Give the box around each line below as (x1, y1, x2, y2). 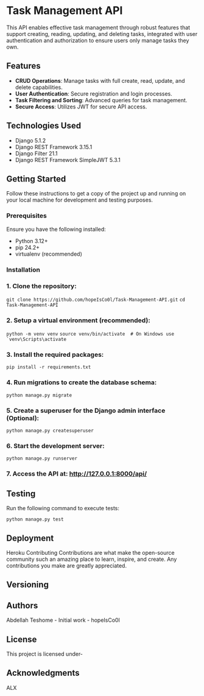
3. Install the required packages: (6, 351, 104, 359)
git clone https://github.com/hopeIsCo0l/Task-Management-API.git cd (6, 297, 186, 303)
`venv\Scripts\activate (6, 336, 67, 343)
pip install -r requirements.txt (6, 364, 91, 370)
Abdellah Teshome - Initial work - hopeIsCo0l (6, 616, 120, 624)
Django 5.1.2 (15, 136, 46, 144)
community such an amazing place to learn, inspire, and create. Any (6, 555, 177, 563)
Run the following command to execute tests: (6, 505, 120, 512)
